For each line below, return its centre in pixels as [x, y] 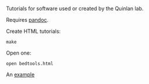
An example [20, 75]
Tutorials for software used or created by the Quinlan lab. [75, 9]
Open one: [19, 53]
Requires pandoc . [27, 20]
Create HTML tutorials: [34, 31]
